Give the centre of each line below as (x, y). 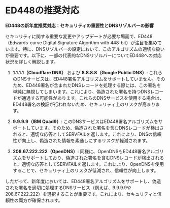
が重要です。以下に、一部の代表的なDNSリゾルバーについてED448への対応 (83, 55)
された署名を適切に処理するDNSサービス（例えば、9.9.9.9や (69, 187)
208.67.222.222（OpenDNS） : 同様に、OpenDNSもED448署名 (79, 151)
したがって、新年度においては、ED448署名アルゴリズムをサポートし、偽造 (83, 181)
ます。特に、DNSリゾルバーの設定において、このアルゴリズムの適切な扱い (87, 49)
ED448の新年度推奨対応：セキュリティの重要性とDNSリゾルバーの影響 (79, 25)
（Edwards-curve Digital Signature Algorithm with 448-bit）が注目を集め (81, 42)
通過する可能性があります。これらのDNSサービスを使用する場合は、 (93, 98)
